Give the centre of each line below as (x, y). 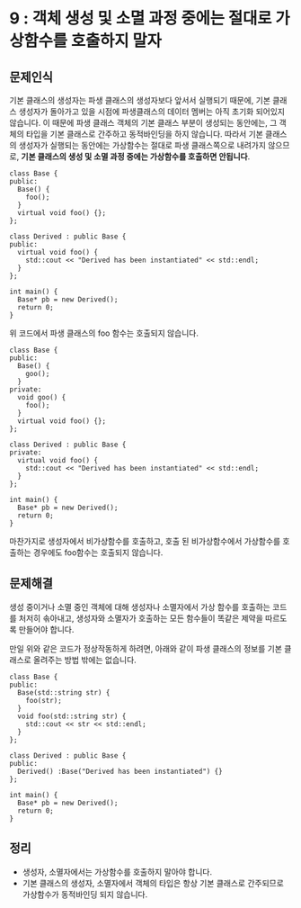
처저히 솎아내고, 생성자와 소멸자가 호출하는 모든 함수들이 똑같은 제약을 (141, 618)
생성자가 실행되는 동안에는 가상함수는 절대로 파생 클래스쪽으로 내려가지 (142, 145)
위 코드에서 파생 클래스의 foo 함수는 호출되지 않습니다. (104, 333)
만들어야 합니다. (46, 629)
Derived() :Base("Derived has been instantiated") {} (120, 771)
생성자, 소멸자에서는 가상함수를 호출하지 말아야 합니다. (117, 872)
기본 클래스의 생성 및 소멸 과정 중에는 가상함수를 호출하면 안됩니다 (135, 157)
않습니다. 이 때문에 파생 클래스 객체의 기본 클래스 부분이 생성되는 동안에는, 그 (143, 123)
